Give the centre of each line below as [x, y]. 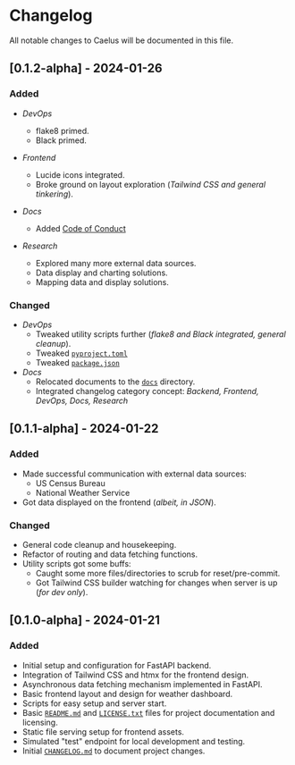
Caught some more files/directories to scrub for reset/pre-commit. [158, 573]
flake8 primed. [62, 130]
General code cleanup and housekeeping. [99, 544]
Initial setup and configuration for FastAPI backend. [117, 665]
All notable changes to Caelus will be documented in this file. [122, 40]
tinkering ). [55, 194]
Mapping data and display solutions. [102, 282]
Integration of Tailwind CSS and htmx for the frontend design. [135, 675]
